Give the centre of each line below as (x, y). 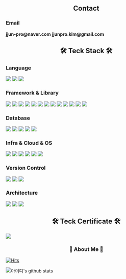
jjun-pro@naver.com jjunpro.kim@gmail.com (55, 34)
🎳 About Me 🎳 (86, 249)
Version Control (26, 168)
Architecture (22, 193)
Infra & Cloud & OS (29, 143)
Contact (86, 8)
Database (18, 118)
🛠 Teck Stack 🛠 (86, 51)
